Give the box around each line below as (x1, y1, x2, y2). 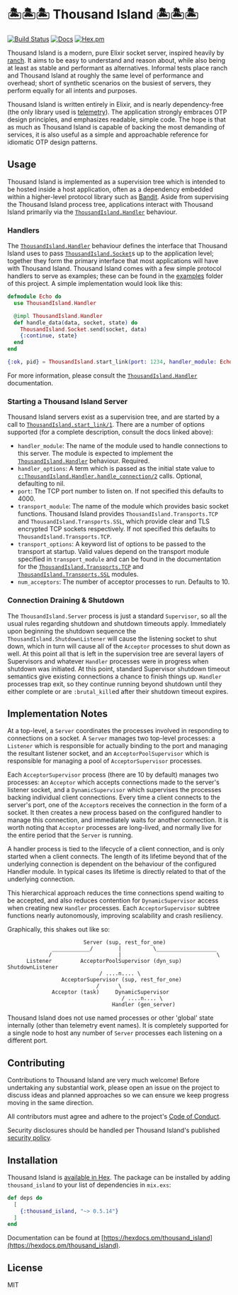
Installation (7, 1154, 58, 1166)
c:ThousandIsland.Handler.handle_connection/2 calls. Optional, (17, 471, 203, 481)
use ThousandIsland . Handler (13, 299, 97, 307)
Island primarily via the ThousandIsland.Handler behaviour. (7, 208, 178, 216)
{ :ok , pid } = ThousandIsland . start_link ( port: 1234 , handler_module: (7, 358, 217, 366)
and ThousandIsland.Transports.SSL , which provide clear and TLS (17, 517, 210, 526)
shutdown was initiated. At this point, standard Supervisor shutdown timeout (7, 664, 230, 673)
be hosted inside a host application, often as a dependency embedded (7, 185, 213, 193)
